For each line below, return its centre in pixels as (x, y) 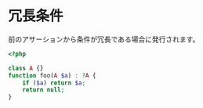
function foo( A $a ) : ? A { (52, 75)
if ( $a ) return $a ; (54, 83)
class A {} (26, 68)
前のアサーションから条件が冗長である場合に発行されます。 (104, 39)
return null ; (43, 90)
